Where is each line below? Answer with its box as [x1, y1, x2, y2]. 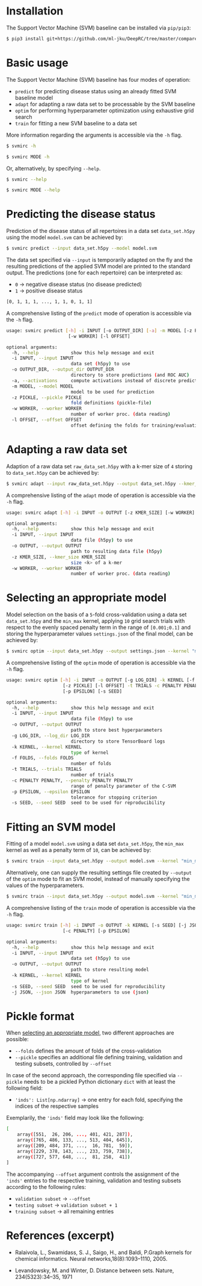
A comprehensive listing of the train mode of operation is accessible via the [6, 904, 196, 911]
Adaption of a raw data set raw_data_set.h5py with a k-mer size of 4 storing [6, 462, 193, 470]
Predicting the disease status [6, 208, 156, 221]
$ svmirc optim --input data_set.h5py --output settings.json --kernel [6, 648, 189, 654]
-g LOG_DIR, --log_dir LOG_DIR [11, 732, 90, 738]
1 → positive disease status [14, 287, 83, 294]
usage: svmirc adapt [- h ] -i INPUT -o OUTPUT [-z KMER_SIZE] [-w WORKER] [6, 510, 195, 516]
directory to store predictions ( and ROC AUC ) [70, 372, 189, 379]
